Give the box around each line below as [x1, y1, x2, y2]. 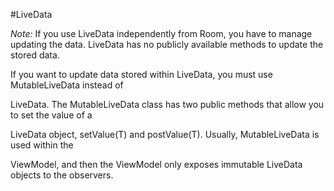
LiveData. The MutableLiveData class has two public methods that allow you [10, 99, 325, 110]
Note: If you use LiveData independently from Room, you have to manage [10, 28, 313, 39]
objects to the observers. [10, 169, 114, 181]
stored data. [10, 49, 60, 61]
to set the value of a [10, 109, 93, 121]
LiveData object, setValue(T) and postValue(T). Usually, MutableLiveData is [10, 129, 320, 140]
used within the [10, 139, 74, 151]
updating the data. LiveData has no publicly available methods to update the [10, 39, 324, 50]
